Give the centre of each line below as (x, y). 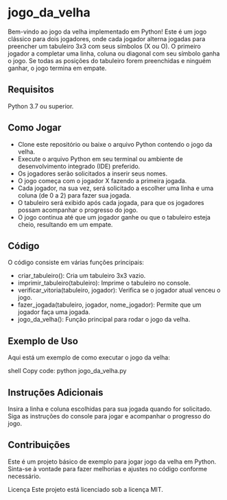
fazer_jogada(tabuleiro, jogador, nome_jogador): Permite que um (109, 305)
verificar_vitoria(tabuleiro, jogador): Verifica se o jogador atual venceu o (119, 290)
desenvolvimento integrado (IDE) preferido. (79, 166)
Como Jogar (35, 128)
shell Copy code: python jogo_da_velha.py (67, 371)
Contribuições (39, 445)
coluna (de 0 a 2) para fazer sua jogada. (74, 195)
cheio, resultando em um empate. (65, 224)
